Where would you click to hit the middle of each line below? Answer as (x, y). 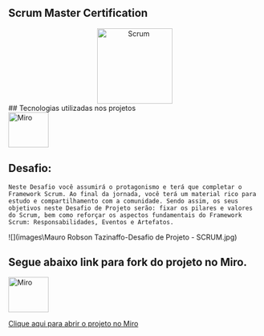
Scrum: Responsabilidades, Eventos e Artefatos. (91, 222)
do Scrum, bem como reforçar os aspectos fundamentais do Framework (125, 215)
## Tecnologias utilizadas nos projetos (72, 108)
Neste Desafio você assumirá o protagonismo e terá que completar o (125, 187)
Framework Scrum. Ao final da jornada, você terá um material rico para (132, 194)
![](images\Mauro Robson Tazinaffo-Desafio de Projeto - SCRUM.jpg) (123, 237)
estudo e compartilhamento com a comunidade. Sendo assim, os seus (124, 201)
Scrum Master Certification (78, 13)
